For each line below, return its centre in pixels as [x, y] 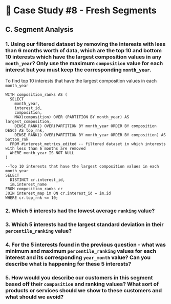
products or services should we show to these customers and [84, 290]
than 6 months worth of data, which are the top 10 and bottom [84, 50]
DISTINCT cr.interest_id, [38, 180]
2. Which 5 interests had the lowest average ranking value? [80, 211]
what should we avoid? [35, 297]
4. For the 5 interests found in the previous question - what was [86, 245]
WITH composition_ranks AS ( [36, 94]
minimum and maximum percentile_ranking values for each [81, 251]
